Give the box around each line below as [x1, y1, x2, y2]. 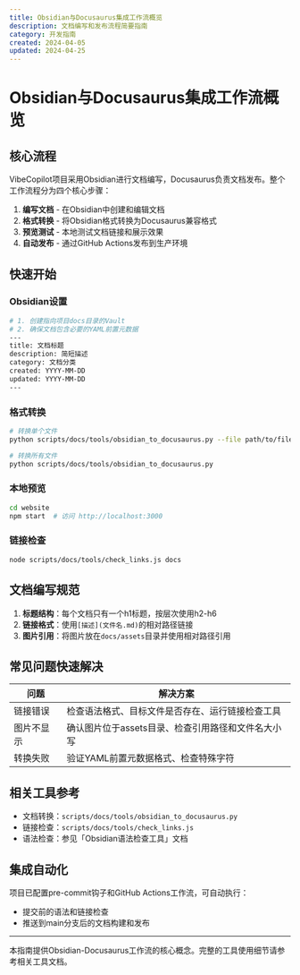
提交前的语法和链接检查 [21, 906, 109, 917]
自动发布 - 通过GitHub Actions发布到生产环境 [21, 238, 188, 249]
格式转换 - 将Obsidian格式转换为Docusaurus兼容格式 [21, 216, 217, 227]
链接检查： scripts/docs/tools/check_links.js [21, 822, 195, 833]
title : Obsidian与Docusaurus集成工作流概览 [9, 13, 163, 22]
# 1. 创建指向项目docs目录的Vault [9, 316, 126, 325]
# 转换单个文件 [9, 426, 58, 435]
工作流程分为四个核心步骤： [9, 185, 112, 196]
